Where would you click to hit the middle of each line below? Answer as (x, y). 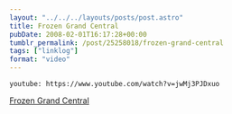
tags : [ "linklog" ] (44, 51)
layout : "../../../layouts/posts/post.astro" (96, 18)
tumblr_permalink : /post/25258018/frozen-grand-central (116, 43)
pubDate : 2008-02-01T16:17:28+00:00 (78, 34)
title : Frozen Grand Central (64, 26)
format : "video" (40, 59)
